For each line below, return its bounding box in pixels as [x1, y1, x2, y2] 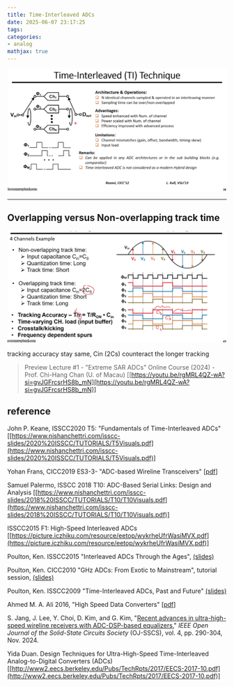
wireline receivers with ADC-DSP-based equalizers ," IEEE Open [26, 621, 209, 629]
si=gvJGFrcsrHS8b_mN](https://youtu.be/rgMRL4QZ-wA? [24, 377, 190, 386]
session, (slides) [7, 573, 54, 582]
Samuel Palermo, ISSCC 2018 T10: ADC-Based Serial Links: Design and [7, 481, 212, 489]
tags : [7, 26, 23, 33]
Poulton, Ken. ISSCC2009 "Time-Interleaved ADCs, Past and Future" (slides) [7, 587, 227, 595]
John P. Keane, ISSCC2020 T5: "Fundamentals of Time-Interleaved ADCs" [7, 424, 221, 432]
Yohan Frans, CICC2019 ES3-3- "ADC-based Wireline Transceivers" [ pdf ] [7, 467, 218, 476]
